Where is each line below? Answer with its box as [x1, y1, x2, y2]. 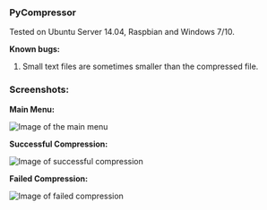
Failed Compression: [9, 172, 88, 184]
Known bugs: [9, 44, 61, 55]
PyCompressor [9, 6, 76, 19]
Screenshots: [9, 83, 70, 96]
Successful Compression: [9, 139, 108, 149]
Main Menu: [9, 104, 56, 114]
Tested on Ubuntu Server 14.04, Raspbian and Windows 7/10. [9, 27, 236, 38]
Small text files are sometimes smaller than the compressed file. [22, 61, 259, 72]
